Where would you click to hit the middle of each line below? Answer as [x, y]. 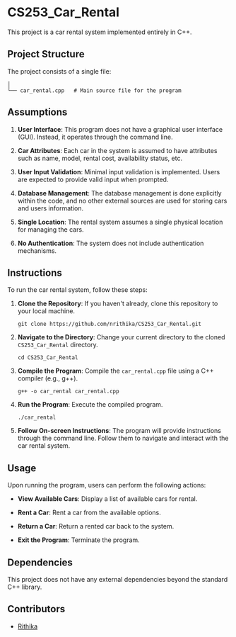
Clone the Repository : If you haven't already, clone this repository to [118, 304]
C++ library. [25, 587]
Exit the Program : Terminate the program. [78, 540]
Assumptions [37, 112]
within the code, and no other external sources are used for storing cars [122, 201]
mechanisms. [37, 250]
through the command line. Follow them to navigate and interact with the [123, 438]
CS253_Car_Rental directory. [58, 345]
